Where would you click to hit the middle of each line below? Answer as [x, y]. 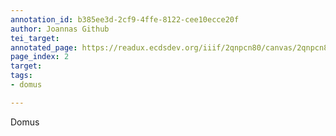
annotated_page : [44, 47]
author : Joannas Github [60, 29]
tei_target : [35, 38]
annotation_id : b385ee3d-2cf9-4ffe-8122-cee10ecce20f [125, 19]
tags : [21, 76]
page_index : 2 [40, 57]
